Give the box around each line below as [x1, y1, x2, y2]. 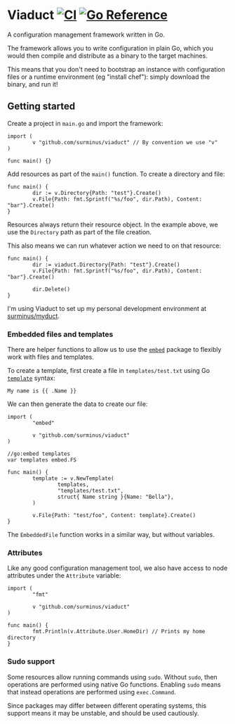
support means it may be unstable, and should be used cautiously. [7, 709, 200, 717]
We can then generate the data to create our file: [7, 400, 148, 408]
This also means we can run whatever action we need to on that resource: [7, 241, 222, 250]
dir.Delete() [32, 286, 71, 293]
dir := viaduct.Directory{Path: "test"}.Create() [32, 261, 180, 268]
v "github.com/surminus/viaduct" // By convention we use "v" [32, 139, 218, 146]
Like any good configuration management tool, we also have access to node [7, 564, 228, 573]
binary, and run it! [7, 80, 58, 88]
